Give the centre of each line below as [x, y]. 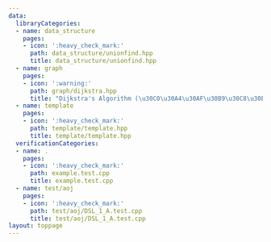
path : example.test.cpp [70, 173]
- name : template [45, 106]
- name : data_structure [55, 31]
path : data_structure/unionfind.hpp [91, 53]
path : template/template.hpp [79, 128]
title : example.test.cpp [71, 181]
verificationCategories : [57, 143]
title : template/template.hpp [80, 136]
